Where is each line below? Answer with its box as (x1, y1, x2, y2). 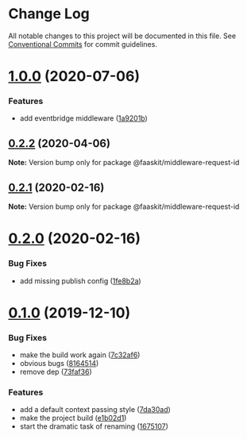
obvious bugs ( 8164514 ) (19, 359, 99, 368)
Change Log (8, 5, 90, 23)
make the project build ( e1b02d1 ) (19, 414, 127, 423)
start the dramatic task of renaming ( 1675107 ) (19, 422, 169, 431)
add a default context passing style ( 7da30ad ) (19, 405, 171, 414)
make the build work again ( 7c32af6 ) (19, 350, 141, 360)
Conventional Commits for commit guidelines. (8, 39, 157, 48)
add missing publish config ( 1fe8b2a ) (19, 275, 141, 286)
